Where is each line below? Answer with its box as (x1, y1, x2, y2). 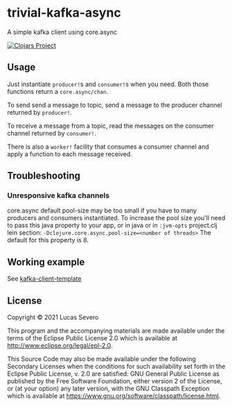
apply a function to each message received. (7, 149, 133, 158)
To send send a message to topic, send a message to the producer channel (7, 101, 223, 109)
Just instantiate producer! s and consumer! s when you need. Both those (7, 80, 209, 88)
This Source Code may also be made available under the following (7, 355, 196, 363)
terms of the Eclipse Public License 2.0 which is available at (7, 334, 178, 342)
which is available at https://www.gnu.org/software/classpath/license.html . (7, 392, 221, 400)
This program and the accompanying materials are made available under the (7, 326, 225, 335)
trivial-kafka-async (7, 5, 121, 21)
